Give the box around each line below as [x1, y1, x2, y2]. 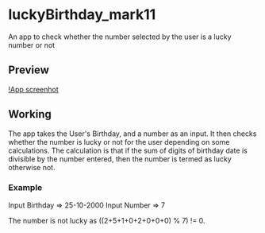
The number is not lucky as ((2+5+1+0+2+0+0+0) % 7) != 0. [8, 216, 205, 225]
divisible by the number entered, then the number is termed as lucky [8, 153, 232, 164]
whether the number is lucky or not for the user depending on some [8, 137, 230, 146]
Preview [8, 64, 50, 77]
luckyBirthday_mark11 [8, 6, 156, 24]
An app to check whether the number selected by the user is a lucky [8, 32, 232, 41]
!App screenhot [8, 84, 60, 94]
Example [8, 182, 43, 193]
